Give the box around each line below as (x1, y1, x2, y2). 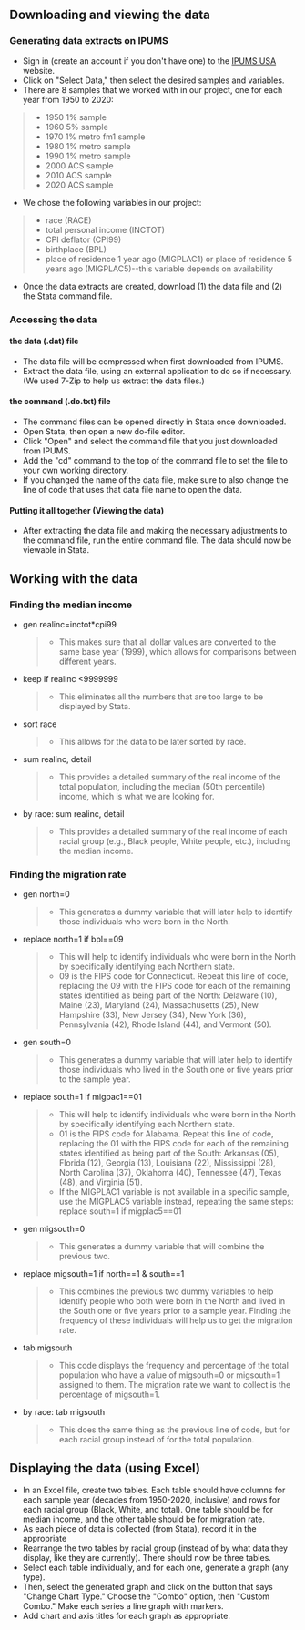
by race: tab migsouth (22, 1407, 106, 1418)
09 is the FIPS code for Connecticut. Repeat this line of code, (58, 971, 289, 982)
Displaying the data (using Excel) (9, 1461, 200, 1476)
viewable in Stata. (22, 545, 89, 555)
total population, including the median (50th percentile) (58, 780, 266, 791)
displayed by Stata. (58, 700, 131, 711)
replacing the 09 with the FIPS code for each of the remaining (58, 981, 291, 992)
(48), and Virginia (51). (58, 1177, 143, 1187)
